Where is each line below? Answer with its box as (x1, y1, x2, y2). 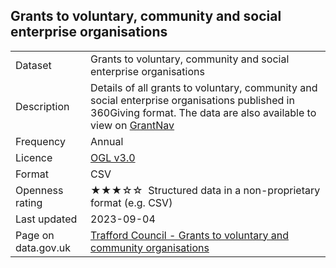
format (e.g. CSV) (90, 195, 173, 209)
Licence (15, 150, 53, 164)
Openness (15, 183, 64, 197)
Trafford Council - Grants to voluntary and (90, 228, 290, 242)
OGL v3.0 (90, 150, 136, 164)
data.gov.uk (15, 240, 71, 254)
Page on (15, 228, 55, 242)
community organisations (90, 240, 210, 254)
